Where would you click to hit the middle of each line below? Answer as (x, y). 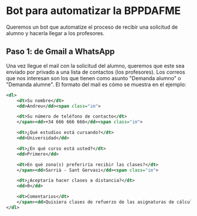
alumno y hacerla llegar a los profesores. (55, 33)
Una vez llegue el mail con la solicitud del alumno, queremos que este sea (95, 66)
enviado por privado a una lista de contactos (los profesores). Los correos (96, 72)
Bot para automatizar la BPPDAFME (94, 11)
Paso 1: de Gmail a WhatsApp (61, 52)
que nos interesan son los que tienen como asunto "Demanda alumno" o (94, 78)
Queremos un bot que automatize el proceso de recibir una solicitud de (92, 27)
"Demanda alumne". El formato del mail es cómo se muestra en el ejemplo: (96, 84)
